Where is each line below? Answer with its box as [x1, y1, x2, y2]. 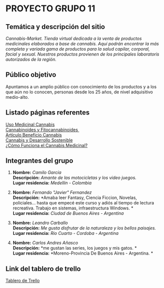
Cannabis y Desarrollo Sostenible [5, 137, 73, 143]
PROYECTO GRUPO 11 [5, 3, 95, 14]
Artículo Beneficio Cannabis [5, 132, 62, 138]
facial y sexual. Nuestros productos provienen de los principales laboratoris [5, 51, 160, 57]
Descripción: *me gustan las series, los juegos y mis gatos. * [12, 245, 137, 251]
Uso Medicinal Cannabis [5, 121, 55, 127]
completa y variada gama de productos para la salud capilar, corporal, [5, 46, 150, 52]
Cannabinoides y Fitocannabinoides [5, 126, 78, 133]
